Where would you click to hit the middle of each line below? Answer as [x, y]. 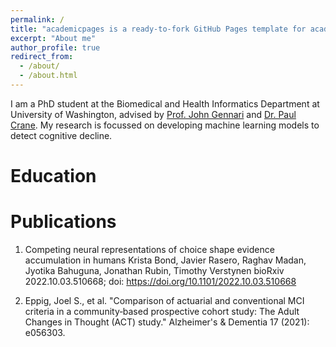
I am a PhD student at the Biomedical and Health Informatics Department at [165, 103]
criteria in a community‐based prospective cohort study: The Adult [162, 311]
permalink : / [37, 19]
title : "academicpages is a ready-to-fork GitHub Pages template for [158, 29]
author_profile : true [55, 47]
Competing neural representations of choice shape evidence [149, 249]
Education [53, 176]
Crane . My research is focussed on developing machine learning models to [165, 125]
